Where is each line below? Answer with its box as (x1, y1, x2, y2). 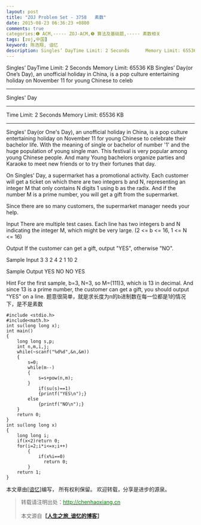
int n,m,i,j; (17, 343, 50, 350)
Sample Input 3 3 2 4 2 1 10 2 (6, 256, 78, 263)
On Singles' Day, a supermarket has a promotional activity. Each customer (6, 172, 189, 179)
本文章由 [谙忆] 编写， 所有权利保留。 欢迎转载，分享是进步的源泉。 (6, 486, 170, 493)
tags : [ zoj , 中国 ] (6, 36, 48, 42)
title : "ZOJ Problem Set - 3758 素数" (6, 14, 106, 20)
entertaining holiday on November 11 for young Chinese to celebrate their (6, 135, 187, 142)
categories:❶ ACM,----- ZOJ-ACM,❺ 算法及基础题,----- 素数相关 (6, 31, 161, 37)
